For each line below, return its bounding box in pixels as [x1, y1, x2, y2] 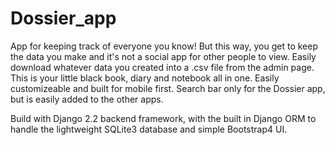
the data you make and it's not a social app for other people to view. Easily [10, 50, 317, 62]
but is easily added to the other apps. [10, 93, 164, 105]
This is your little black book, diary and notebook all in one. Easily [10, 72, 280, 84]
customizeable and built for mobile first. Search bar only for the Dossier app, [10, 82, 326, 94]
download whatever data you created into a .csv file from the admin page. [10, 61, 315, 73]
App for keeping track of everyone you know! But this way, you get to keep [10, 40, 319, 52]
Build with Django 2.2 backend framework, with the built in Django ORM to [10, 112, 317, 124]
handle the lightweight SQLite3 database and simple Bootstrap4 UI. [10, 123, 288, 135]
